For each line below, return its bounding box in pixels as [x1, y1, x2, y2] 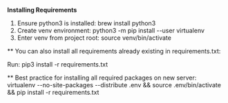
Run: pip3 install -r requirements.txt [7, 60, 108, 68]
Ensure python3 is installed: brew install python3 [17, 19, 156, 27]
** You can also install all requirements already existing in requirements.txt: [7, 47, 221, 55]
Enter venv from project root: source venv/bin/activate [17, 34, 171, 42]
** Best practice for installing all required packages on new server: [7, 73, 197, 82]
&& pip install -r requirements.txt [7, 89, 99, 96]
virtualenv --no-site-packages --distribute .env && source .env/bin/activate [7, 81, 221, 89]
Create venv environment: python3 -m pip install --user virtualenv [17, 27, 205, 34]
